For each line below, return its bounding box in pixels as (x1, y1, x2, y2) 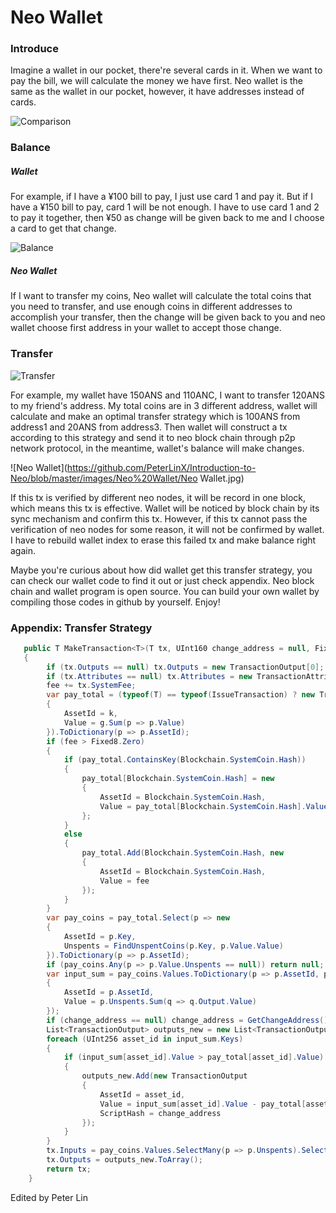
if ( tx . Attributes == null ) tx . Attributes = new (46, 671, 253, 681)
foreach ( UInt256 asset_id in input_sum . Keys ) (46, 1034, 244, 1044)
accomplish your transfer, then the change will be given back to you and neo (10, 311, 326, 323)
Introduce (10, 42, 59, 56)
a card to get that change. (10, 222, 117, 235)
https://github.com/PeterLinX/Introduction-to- (66, 461, 257, 473)
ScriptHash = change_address (99, 1108, 222, 1118)
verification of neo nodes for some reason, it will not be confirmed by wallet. (10, 523, 325, 535)
